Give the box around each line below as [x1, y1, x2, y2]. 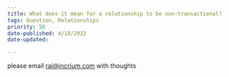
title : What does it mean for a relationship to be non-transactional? [7, 10, 222, 17]
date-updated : [7, 36, 49, 43]
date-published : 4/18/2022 [7, 29, 87, 37]
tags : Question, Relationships [7, 17, 99, 24]
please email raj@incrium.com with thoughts [7, 62, 137, 70]
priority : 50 [7, 23, 46, 30]
